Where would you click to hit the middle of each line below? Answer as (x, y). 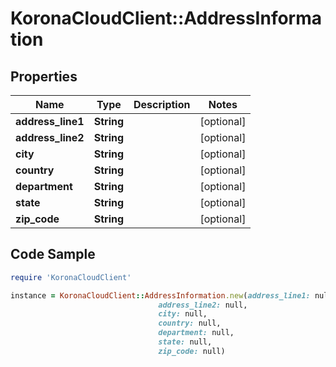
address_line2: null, (203, 305)
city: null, (183, 314)
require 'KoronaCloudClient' (71, 277)
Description (162, 104)
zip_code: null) (192, 351)
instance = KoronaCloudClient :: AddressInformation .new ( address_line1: (160, 295)
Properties (44, 76)
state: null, (185, 342)
